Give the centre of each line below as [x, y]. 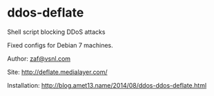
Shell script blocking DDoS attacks [56, 32]
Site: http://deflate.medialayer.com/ [58, 72]
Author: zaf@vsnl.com [39, 58]
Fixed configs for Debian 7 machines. [60, 45]
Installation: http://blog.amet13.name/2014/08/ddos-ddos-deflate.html [107, 85]
